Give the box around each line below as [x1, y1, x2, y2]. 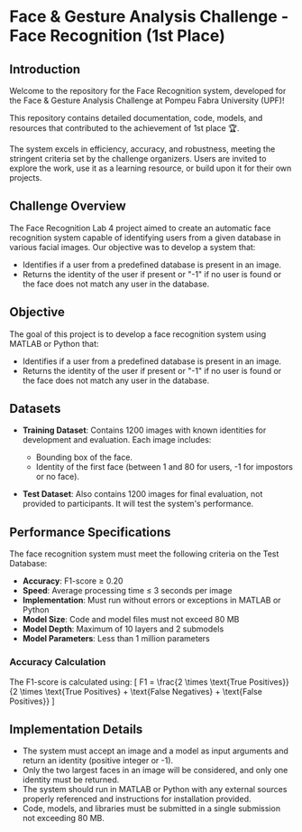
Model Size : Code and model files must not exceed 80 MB [22, 614, 240, 625]
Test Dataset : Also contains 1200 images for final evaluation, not [22, 489, 263, 500]
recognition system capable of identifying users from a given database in [9, 232, 281, 243]
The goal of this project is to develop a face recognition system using [9, 328, 267, 340]
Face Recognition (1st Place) [9, 25, 225, 46]
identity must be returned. [22, 774, 120, 785]
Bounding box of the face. [35, 452, 133, 463]
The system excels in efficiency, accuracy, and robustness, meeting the [9, 144, 276, 154]
